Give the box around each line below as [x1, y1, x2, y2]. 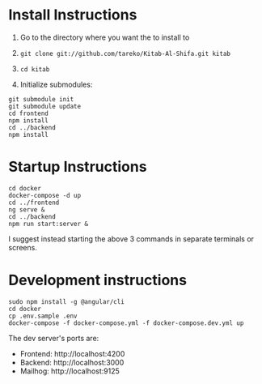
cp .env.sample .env [8, 312, 78, 320]
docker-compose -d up [8, 191, 82, 199]
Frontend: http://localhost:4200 [19, 348, 125, 358]
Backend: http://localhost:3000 [19, 357, 125, 367]
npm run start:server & [8, 220, 89, 228]
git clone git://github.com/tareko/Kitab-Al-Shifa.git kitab [19, 49, 231, 58]
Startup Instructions [8, 158, 147, 176]
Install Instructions [8, 6, 137, 24]
